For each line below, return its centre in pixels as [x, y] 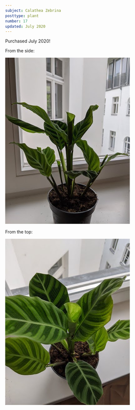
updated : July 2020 [25, 26]
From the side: [20, 51]
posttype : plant [22, 16]
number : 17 [16, 21]
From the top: [19, 232]
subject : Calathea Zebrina [33, 10]
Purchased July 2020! [28, 41]
